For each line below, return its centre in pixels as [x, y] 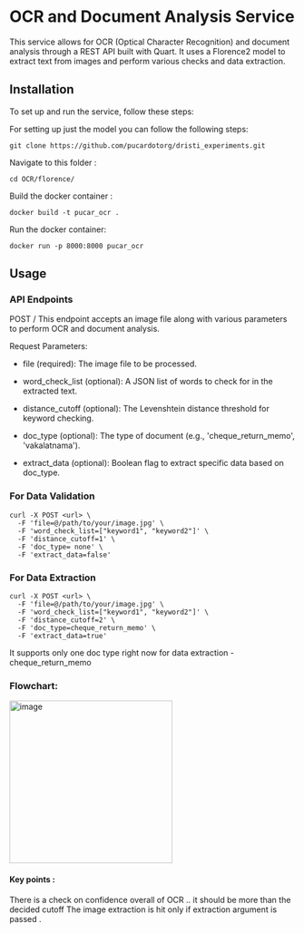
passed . [26, 918]
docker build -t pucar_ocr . [64, 212]
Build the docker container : [61, 196]
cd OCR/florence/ [42, 179]
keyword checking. [58, 418]
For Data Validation [52, 496]
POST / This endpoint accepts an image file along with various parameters [148, 319]
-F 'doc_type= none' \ [60, 547]
